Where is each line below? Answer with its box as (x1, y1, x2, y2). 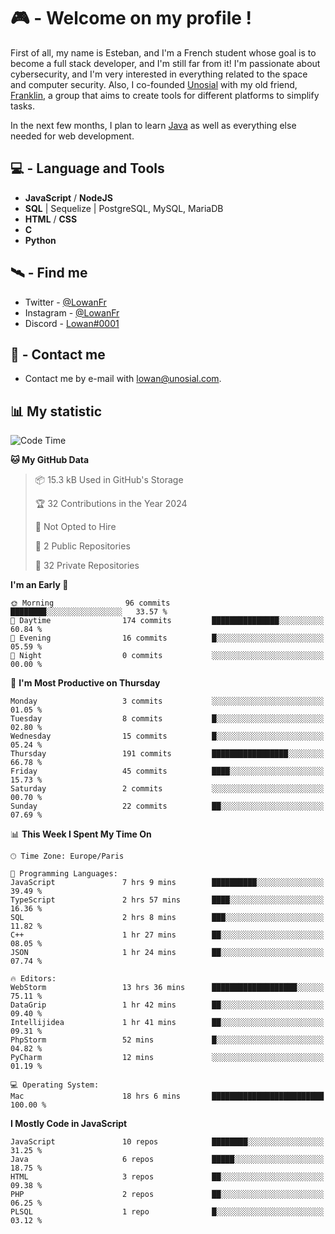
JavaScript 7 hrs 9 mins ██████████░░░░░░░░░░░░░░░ (10, 878, 325, 888)
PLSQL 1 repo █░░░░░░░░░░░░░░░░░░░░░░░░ (10, 1207, 325, 1217)
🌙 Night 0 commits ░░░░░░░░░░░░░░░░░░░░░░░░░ (10, 651, 325, 661)
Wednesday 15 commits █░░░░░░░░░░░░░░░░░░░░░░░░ (10, 731, 325, 742)
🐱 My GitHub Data (10, 454, 90, 466)
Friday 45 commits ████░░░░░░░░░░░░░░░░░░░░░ (10, 766, 325, 777)
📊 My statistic (10, 403, 103, 420)
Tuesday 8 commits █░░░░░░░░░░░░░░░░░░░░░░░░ (10, 714, 325, 724)
